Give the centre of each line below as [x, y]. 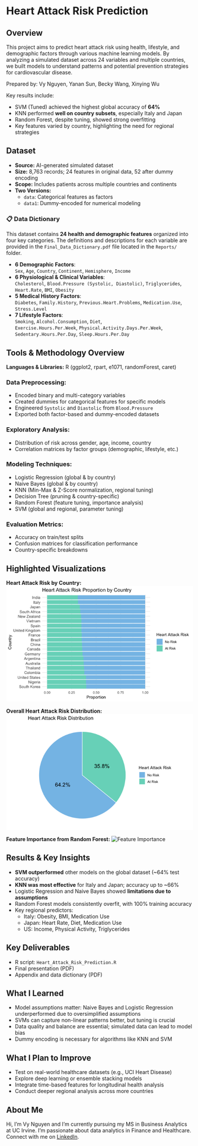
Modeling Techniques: [39, 464]
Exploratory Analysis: [38, 430]
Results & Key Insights [48, 858]
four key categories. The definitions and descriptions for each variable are [97, 240]
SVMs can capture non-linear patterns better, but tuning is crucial [95, 1020]
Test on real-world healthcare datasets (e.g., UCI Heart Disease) [93, 1072]
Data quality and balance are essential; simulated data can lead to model [103, 1027]
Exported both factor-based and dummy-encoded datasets [87, 414]
